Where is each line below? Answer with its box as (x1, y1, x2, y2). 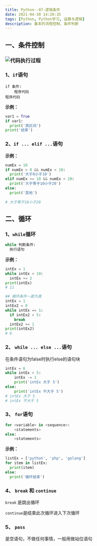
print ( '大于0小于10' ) (9, 172, 51, 177)
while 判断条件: (5, 242, 36, 248)
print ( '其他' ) (9, 190, 37, 195)
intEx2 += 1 (9, 322, 35, 327)
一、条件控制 (5, 41, 45, 49)
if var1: (5, 118, 23, 123)
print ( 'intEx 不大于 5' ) (14, 389, 64, 394)
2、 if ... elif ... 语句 (5, 140, 63, 147)
